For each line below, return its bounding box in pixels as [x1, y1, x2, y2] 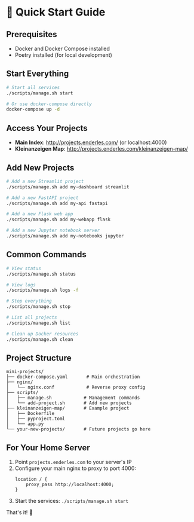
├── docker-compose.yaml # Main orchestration [6, 374, 140, 380]
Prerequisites [6, 29, 57, 39]
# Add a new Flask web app [6, 211, 73, 217]
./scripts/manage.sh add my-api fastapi [6, 200, 109, 206]
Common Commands [6, 249, 87, 260]
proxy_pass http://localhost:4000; [26, 481, 115, 488]
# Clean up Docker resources [6, 331, 79, 337]
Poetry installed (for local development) [14, 51, 112, 59]
